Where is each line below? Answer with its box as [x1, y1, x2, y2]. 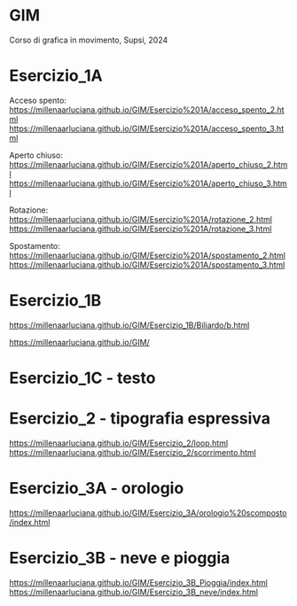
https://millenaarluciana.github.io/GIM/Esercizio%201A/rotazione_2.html [9, 214, 273, 224]
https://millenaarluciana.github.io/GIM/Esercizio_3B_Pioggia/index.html [9, 577, 268, 587]
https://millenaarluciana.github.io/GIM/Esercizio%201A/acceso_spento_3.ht [9, 123, 285, 134]
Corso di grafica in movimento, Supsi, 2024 [9, 35, 168, 45]
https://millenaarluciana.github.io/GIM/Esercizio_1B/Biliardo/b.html [9, 320, 250, 330]
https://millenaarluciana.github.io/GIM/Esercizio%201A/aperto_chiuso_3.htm [9, 178, 288, 189]
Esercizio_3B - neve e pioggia [9, 548, 231, 568]
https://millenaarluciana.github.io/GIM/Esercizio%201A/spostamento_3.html [9, 259, 285, 270]
